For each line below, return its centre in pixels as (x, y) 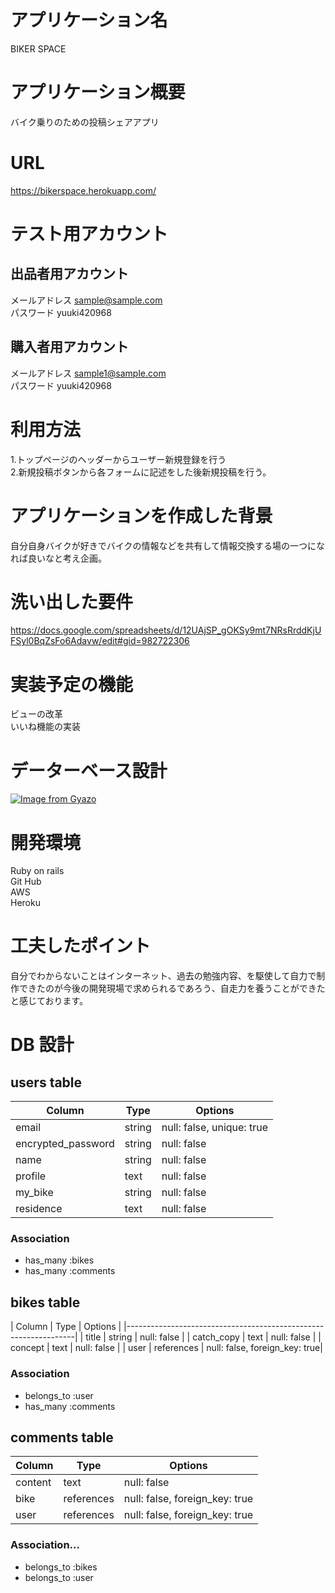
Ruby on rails (37, 871)
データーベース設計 (89, 770)
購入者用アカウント (69, 347)
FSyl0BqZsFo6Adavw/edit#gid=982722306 (100, 641)
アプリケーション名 (89, 20)
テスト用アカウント (89, 234)
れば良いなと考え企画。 (58, 558)
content (33, 1483)
